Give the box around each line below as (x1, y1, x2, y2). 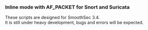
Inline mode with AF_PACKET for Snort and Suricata (5, 4, 130, 10)
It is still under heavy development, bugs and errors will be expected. (5, 20, 144, 25)
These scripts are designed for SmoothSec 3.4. (5, 15, 100, 20)
